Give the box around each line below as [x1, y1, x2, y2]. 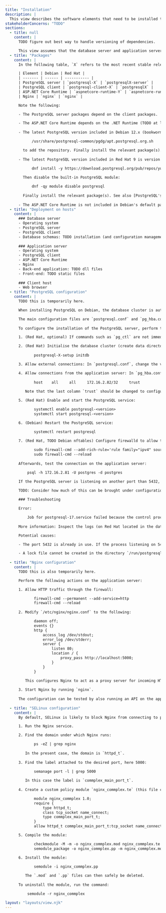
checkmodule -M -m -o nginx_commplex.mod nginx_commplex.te [34, 841, 161, 846]
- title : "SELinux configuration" [9, 705, 81, 710]
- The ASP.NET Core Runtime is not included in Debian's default [18, 202, 156, 207]
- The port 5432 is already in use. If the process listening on [18, 542, 156, 547]
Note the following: [18, 103, 61, 108]
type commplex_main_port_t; [42, 815, 100, 820]
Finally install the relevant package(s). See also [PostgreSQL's [23, 193, 163, 198]
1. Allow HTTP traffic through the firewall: [18, 587, 114, 592]
